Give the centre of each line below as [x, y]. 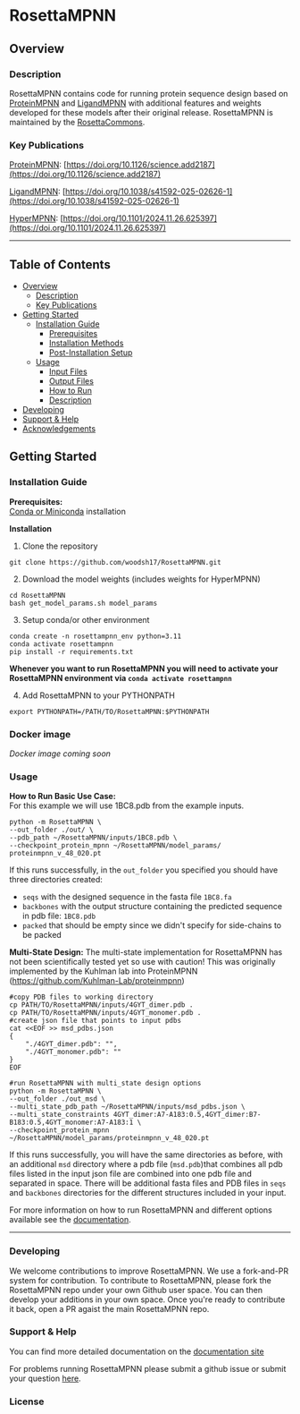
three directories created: [56, 880]
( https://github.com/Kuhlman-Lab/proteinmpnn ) [97, 981]
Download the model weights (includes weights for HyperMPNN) [141, 579]
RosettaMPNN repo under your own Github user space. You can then [136, 1290]
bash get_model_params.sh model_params [83, 603]
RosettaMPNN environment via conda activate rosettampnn [121, 677]
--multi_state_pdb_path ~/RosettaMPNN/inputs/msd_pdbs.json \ [127, 1107]
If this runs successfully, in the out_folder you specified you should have [144, 870]
